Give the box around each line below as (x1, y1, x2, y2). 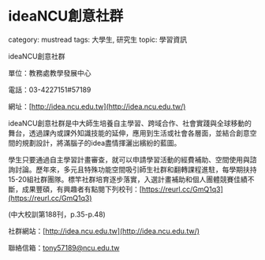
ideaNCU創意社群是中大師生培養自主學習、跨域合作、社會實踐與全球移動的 (8, 118, 252, 128)
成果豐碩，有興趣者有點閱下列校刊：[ (21, 184, 143, 194)
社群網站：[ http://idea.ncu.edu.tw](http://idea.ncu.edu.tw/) (8, 226, 200, 236)
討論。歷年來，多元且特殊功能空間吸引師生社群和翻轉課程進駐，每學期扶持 (14, 165, 257, 174)
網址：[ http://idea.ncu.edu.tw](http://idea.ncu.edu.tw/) (8, 102, 186, 111)
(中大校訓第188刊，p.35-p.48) (8, 210, 106, 219)
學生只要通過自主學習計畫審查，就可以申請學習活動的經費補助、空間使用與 (8, 154, 250, 164)
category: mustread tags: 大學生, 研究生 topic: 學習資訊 (8, 35, 188, 44)
